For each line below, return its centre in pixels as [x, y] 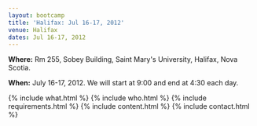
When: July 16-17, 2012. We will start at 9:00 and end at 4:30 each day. [123, 83]
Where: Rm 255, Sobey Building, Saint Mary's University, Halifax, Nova [123, 59]
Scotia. [20, 68]
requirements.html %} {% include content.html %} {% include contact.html [129, 106]
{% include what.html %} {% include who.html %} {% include [107, 98]
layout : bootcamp [37, 15]
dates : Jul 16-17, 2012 [47, 37]
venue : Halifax [33, 30]
